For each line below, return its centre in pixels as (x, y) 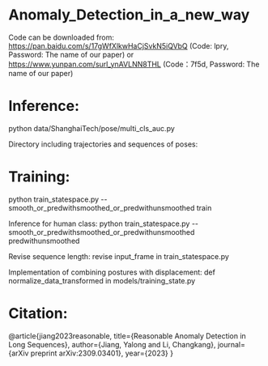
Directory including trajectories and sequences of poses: (103, 144)
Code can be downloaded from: (62, 37)
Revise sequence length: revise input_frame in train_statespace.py (119, 256)
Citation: (38, 313)
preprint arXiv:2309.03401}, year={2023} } (102, 353)
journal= (231, 344)
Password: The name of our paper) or (71, 54)
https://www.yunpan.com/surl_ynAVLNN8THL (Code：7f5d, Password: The (134, 64)
